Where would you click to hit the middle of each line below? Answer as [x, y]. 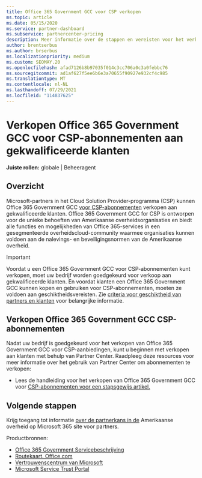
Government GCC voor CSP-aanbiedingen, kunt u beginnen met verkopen [98, 349]
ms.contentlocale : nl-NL [37, 85]
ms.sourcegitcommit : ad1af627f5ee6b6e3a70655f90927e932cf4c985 [87, 73]
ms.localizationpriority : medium [48, 56]
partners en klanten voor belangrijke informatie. [65, 300]
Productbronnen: [27, 438]
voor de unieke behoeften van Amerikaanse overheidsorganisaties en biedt [99, 220]
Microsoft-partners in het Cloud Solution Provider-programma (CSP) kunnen [101, 201]
